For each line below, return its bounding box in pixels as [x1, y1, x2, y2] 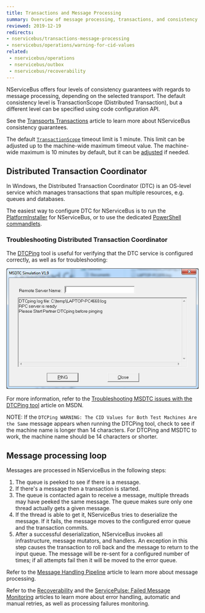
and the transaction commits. [15, 524, 89, 532]
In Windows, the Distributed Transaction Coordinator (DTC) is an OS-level [6, 182, 191, 190]
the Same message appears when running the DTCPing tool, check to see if [6, 419, 195, 427]
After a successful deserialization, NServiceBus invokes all [15, 530, 163, 538]
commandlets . [6, 220, 43, 228]
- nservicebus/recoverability [9, 68, 86, 74]
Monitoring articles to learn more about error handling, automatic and [6, 593, 181, 601]
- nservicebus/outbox [9, 61, 64, 67]
